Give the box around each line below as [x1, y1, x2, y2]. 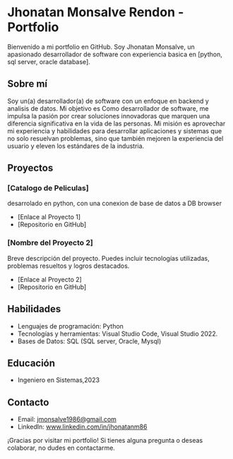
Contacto [7, 396, 49, 408]
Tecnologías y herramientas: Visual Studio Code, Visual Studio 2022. [17, 329, 218, 338]
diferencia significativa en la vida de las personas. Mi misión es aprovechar [7, 119, 226, 128]
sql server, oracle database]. [7, 57, 90, 66]
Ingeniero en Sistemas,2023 [17, 376, 100, 384]
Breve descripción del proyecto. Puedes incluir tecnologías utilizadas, [7, 254, 210, 262]
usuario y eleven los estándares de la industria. [7, 142, 145, 150]
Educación [7, 357, 55, 369]
